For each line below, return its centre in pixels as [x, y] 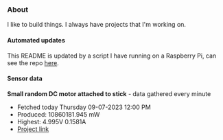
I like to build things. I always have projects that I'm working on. [97, 25]
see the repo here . [33, 62]
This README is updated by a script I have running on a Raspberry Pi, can [112, 56]
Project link [33, 129]
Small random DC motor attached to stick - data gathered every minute [109, 93]
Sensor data [25, 79]
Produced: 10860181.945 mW [58, 114]
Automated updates [36, 40]
